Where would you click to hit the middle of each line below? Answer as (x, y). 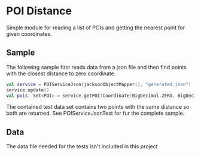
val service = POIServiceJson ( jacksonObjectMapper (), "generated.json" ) (99, 84)
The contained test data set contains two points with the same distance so (98, 107)
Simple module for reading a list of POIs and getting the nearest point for (96, 27)
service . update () (28, 90)
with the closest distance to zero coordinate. (61, 74)
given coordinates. (29, 33)
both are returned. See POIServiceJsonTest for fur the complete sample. (95, 113)
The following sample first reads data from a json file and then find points (97, 67)
